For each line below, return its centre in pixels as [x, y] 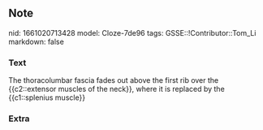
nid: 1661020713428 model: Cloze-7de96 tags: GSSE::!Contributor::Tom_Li [132, 32]
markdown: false [37, 41]
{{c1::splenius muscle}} [47, 97]
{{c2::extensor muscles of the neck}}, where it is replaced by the [116, 89]
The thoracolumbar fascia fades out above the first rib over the [114, 80]
